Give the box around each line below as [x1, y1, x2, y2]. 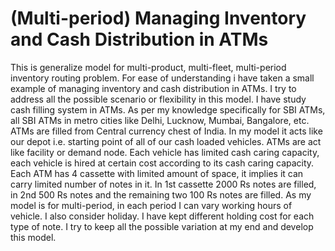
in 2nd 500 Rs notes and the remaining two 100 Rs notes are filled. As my [10, 188, 312, 201]
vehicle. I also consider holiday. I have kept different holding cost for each [10, 210, 315, 222]
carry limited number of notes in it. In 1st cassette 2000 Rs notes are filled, [10, 178, 317, 190]
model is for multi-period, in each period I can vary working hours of [10, 199, 293, 211]
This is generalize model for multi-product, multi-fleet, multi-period [10, 61, 287, 73]
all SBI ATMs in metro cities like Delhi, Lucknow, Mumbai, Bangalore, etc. [10, 114, 310, 126]
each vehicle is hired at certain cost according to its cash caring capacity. [10, 157, 315, 169]
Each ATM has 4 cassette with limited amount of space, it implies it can [10, 167, 304, 179]
